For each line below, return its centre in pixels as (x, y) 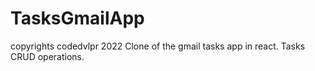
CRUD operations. (47, 56)
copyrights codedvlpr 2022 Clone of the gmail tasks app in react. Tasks (158, 46)
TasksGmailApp (77, 18)
